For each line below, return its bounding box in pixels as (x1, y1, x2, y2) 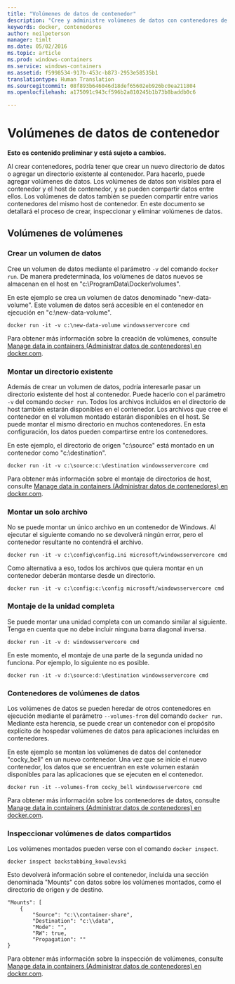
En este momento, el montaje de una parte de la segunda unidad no (7, 650, 203, 659)
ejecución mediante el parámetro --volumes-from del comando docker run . (7, 712, 223, 720)
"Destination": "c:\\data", (32, 918, 114, 925)
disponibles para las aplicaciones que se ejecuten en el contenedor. (7, 770, 203, 778)
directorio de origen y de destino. (7, 885, 104, 894)
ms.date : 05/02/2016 (7, 43, 68, 50)
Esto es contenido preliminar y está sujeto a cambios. (7, 149, 166, 157)
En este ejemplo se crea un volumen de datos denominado (7, 293, 177, 301)
